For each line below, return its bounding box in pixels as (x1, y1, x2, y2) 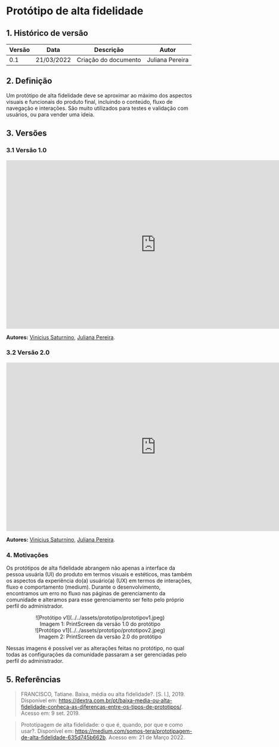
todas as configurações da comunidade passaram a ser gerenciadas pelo (6, 651, 187, 658)
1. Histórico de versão (6, 28, 88, 38)
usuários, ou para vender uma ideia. (6, 110, 95, 118)
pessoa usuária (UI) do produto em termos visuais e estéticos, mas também (6, 571, 193, 578)
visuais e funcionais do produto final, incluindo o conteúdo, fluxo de (6, 98, 173, 105)
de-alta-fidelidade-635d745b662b (20, 733, 106, 741)
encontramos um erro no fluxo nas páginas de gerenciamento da (6, 590, 166, 597)
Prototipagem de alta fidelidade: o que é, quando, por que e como (20, 721, 183, 728)
